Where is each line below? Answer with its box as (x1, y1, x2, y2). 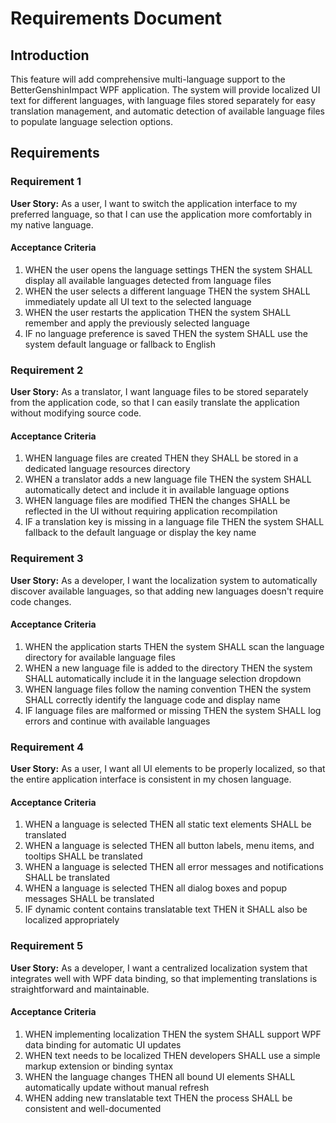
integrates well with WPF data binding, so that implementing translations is (10, 972, 318, 984)
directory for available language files (24, 651, 176, 663)
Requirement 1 (10, 175, 82, 189)
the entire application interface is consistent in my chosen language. (10, 773, 292, 786)
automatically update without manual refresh (24, 1081, 210, 1093)
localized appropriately (24, 914, 120, 926)
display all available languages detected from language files (24, 274, 272, 286)
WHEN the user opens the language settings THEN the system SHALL (24, 263, 313, 276)
